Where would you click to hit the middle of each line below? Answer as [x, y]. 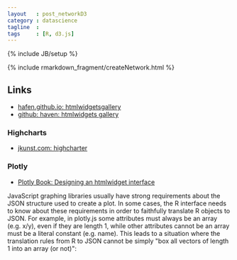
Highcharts [27, 132]
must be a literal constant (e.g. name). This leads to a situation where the [114, 233]
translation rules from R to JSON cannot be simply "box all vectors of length [118, 241]
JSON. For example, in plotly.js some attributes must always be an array [112, 218]
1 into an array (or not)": [42, 248]
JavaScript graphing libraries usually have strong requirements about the [114, 196]
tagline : [23, 27]
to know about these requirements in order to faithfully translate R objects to [119, 210]
